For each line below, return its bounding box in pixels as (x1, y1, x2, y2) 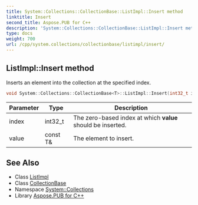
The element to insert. (73, 134, 134, 142)
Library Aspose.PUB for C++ (14, 192, 84, 199)
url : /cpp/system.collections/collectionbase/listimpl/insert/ (6, 42, 165, 48)
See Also (6, 157, 39, 168)
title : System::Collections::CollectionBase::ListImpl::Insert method (6, 8, 183, 15)
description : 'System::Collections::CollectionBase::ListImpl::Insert (6, 25, 183, 31)
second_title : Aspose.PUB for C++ (6, 19, 91, 25)
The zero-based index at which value (73, 113, 178, 121)
